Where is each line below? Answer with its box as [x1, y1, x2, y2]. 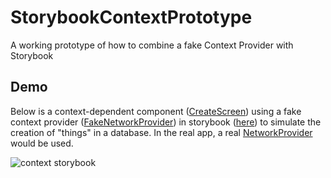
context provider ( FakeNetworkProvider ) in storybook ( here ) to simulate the [10, 116, 322, 128]
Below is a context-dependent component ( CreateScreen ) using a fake [10, 105, 302, 117]
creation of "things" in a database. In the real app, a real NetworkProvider [10, 126, 313, 138]
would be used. [10, 137, 74, 149]
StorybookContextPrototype [10, 6, 253, 29]
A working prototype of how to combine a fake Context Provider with [10, 39, 294, 51]
